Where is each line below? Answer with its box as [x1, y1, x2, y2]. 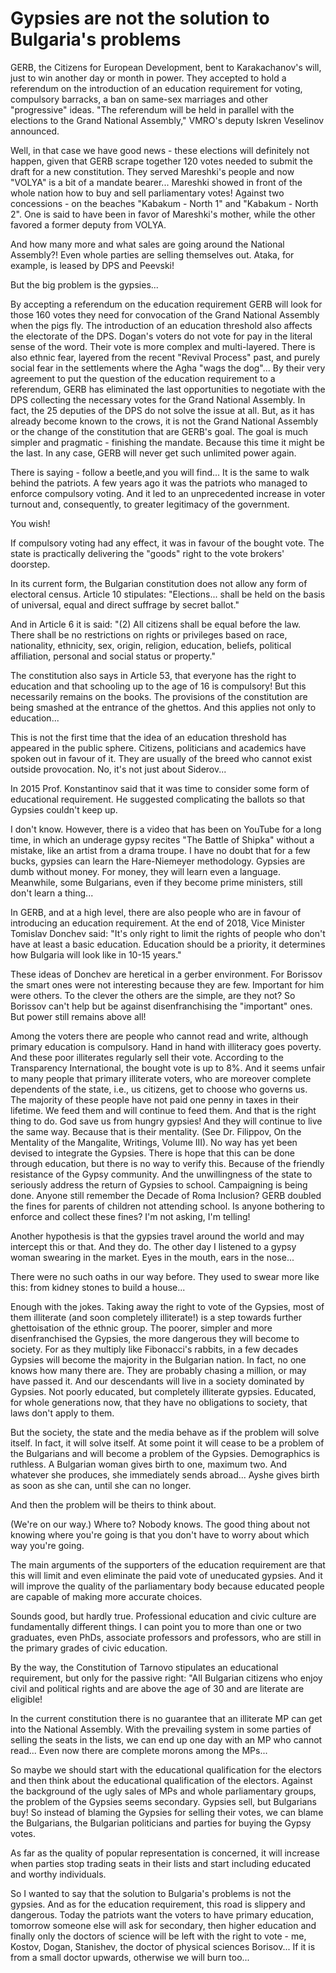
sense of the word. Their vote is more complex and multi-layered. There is [10, 340, 316, 352]
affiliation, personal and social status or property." [10, 650, 217, 662]
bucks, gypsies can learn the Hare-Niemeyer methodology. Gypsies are [10, 855, 306, 867]
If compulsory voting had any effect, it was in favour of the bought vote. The [10, 537, 325, 549]
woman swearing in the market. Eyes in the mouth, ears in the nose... [10, 1251, 295, 1263]
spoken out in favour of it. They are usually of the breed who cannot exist [10, 752, 313, 764]
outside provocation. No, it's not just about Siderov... [10, 763, 227, 775]
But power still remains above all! [10, 1010, 147, 1022]
